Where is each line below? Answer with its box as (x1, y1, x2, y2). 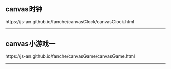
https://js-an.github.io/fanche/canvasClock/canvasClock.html (5, 18, 135, 24)
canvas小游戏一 (5, 40, 56, 48)
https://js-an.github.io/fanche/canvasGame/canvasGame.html (5, 53, 135, 59)
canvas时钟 (5, 5, 42, 14)
